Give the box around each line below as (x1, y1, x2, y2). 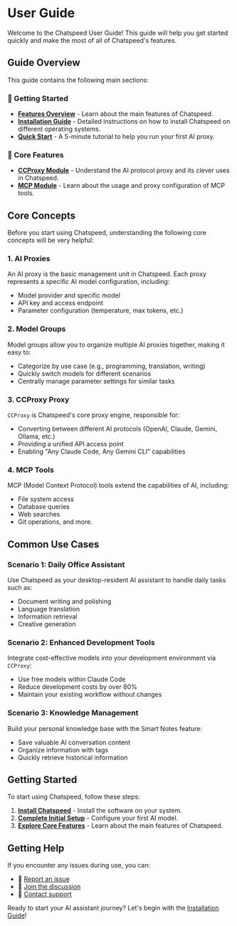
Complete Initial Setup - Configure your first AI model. (17, 814, 179, 823)
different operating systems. (17, 125, 101, 133)
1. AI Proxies (7, 254, 51, 264)
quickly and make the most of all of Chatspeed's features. (7, 36, 177, 44)
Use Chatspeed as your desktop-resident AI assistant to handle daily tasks (7, 576, 226, 584)
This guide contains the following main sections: (7, 75, 149, 84)
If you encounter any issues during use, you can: (7, 861, 151, 870)
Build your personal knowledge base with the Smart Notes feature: (7, 724, 203, 732)
